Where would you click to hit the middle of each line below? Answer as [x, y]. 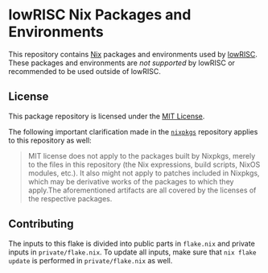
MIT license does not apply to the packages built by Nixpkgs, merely [142, 155]
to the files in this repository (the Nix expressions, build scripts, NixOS [144, 164]
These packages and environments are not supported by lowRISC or [122, 63]
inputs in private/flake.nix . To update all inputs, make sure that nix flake [132, 252]
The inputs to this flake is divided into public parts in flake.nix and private [132, 243]
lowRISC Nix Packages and [100, 15]
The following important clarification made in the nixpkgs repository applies [133, 131]
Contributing [41, 224]
